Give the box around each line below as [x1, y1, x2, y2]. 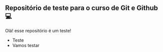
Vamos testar [12, 42, 40, 48]
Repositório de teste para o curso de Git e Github [5, 4, 159, 12]
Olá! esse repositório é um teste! [5, 27, 72, 33]
